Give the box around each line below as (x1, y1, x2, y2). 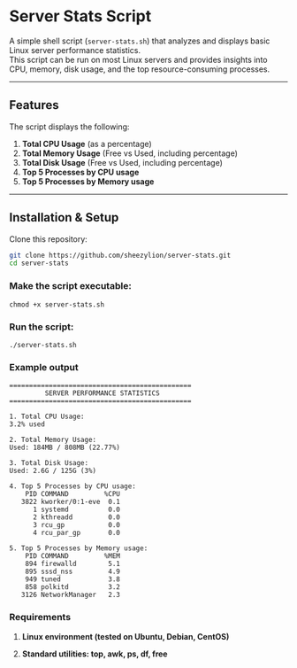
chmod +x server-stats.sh (9, 299, 104, 309)
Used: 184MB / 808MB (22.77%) (9, 443, 121, 453)
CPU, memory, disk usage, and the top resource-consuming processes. (9, 64, 270, 74)
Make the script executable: (9, 280, 133, 292)
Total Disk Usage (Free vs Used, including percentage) (21, 157, 224, 167)
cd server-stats (9, 259, 69, 268)
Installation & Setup (9, 210, 119, 225)
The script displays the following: (9, 121, 130, 132)
